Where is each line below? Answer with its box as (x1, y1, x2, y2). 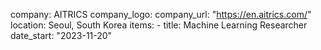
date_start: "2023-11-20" (10, 30, 113, 41)
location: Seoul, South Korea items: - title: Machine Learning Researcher (10, 19, 308, 31)
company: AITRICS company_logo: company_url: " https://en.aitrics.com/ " (10, 9, 312, 20)
